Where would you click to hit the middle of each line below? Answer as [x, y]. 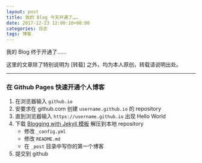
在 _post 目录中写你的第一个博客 [64, 146]
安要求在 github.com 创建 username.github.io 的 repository [88, 109]
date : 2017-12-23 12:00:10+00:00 [48, 23]
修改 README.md [42, 139]
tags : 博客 [19, 34]
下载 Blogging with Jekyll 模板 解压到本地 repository [79, 124]
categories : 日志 [27, 28]
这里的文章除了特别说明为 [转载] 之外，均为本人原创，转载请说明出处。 [94, 65]
